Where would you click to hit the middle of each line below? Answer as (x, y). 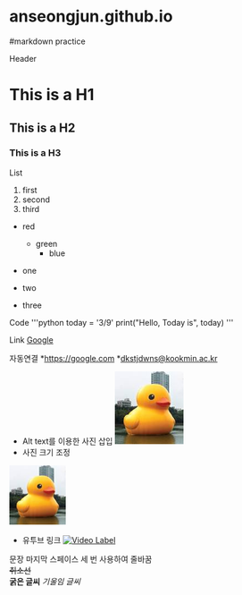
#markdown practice (48, 41)
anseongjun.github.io (91, 17)
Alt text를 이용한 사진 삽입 (67, 441)
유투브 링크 (42, 540)
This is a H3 (35, 153)
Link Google (31, 340)
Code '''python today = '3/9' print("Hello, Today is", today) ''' (121, 322)
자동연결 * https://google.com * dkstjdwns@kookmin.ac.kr (113, 358)
